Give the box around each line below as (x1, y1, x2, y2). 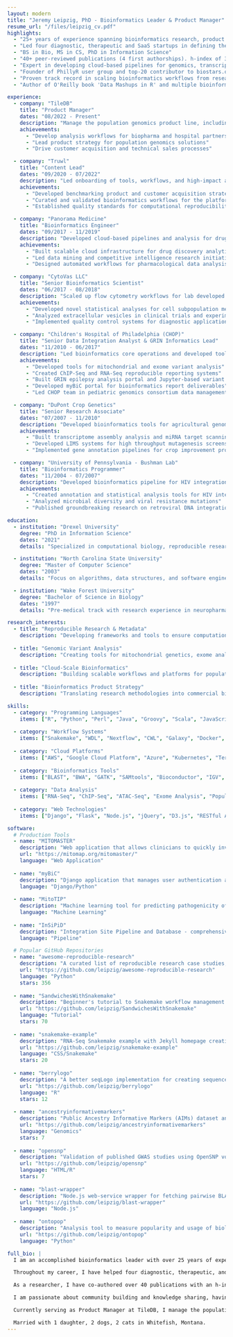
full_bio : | (7, 1250, 42, 1257)
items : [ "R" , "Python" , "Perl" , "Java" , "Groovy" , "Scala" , (19, 716, 197, 723)
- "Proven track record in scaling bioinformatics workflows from (13, 74, 209, 82)
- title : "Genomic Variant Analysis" (13, 645, 123, 652)
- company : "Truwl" (13, 158, 70, 165)
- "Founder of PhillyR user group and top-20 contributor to (13, 68, 194, 75)
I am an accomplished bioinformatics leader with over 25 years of (13, 1256, 213, 1263)
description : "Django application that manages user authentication (19, 876, 222, 884)
